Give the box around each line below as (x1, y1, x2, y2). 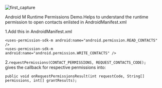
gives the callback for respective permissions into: (5, 65, 106, 70)
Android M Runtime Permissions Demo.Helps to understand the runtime (5, 14, 148, 19)
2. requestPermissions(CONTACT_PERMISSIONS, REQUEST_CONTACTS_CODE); (5, 59, 146, 65)
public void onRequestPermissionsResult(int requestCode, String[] (5, 74, 145, 79)
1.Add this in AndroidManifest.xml (5, 29, 72, 34)
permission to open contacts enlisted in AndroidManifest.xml (5, 19, 127, 25)
